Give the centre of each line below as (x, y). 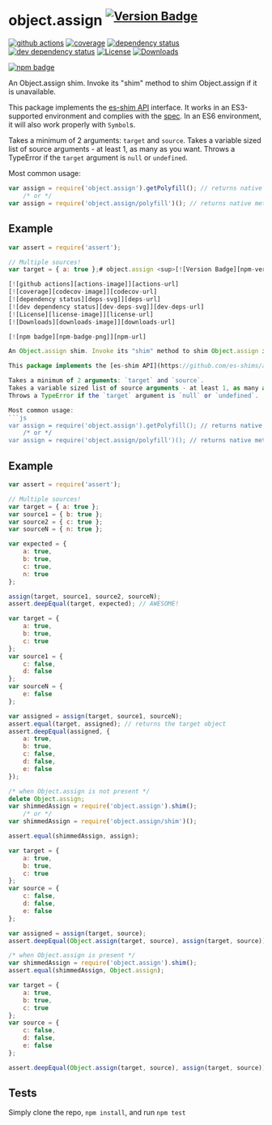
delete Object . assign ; (47, 799)
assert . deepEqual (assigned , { (59, 731)
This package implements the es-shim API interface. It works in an (119, 108)
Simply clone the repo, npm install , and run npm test (97, 1113)
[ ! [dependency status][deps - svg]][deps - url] (85, 300)
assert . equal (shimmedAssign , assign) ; (74, 836)
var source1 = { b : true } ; (56, 514)
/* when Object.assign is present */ (72, 955)
